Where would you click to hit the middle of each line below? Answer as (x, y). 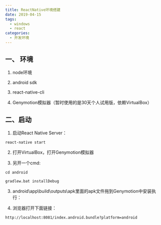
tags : (11, 19)
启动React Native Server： (40, 133)
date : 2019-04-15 (23, 15)
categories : (17, 33)
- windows (20, 24)
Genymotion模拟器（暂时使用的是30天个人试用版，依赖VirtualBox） (82, 102)
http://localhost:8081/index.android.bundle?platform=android (71, 217)
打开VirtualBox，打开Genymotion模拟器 (53, 152)
